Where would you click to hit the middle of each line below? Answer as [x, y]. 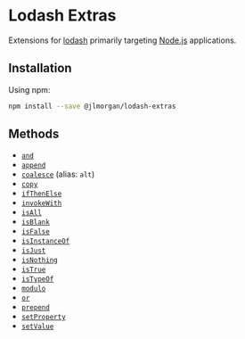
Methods [34, 134]
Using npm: [29, 89]
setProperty [43, 318]
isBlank [35, 223]
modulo [33, 289]
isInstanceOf [45, 242]
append [33, 166]
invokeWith [41, 203]
